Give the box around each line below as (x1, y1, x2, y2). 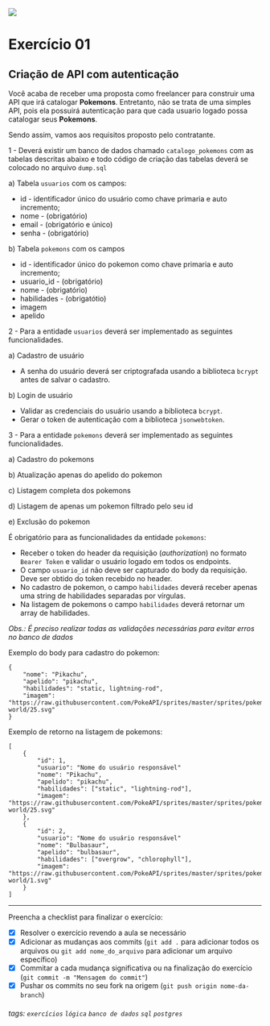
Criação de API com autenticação (8, 67, 179, 81)
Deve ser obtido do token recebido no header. (19, 574, 173, 584)
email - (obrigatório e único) (19, 220, 113, 229)
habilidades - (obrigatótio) (19, 294, 107, 303)
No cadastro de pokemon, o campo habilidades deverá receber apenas (19, 583, 258, 592)
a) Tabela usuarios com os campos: (8, 178, 127, 188)
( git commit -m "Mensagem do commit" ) (19, 972, 149, 982)
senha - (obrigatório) (19, 228, 90, 238)
